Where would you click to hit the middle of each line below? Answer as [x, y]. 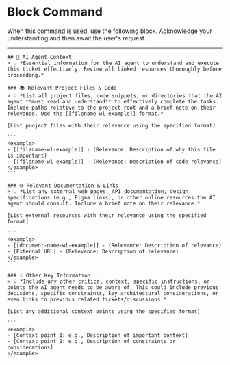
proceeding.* [26, 75]
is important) [27, 155]
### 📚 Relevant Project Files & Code [62, 88]
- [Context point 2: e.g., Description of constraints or [91, 341]
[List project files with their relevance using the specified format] [111, 125]
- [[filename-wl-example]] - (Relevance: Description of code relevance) [115, 162]
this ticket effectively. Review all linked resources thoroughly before [115, 69]
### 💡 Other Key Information [49, 275]
